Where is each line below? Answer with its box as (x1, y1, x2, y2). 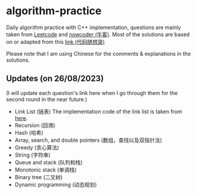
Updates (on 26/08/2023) (6, 74, 104, 84)
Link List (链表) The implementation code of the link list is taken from (14, 108, 183, 115)
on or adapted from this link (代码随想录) (6, 38, 105, 45)
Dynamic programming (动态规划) (14, 181, 97, 188)
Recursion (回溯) (14, 122, 55, 129)
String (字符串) (14, 151, 51, 158)
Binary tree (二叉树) (14, 173, 63, 180)
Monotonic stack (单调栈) (14, 166, 77, 173)
